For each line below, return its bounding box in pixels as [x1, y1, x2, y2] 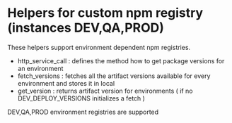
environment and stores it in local [17, 79, 115, 87]
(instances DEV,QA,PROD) [7, 20, 165, 36]
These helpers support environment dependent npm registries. [7, 43, 191, 51]
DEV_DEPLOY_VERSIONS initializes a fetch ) [17, 93, 145, 103]
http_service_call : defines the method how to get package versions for [17, 56, 225, 65]
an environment [17, 64, 64, 72]
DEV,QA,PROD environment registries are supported [7, 108, 159, 116]
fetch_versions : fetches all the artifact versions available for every [17, 72, 211, 80]
